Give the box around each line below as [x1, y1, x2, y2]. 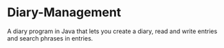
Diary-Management [7, 5, 122, 20]
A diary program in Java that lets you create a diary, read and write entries [7, 27, 218, 35]
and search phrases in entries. [7, 34, 93, 42]
